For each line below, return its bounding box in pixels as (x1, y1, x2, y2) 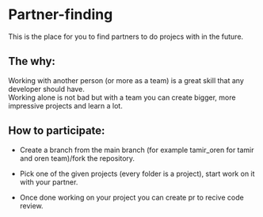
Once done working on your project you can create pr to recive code (19, 192, 244, 202)
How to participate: (8, 124, 105, 138)
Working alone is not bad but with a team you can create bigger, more (8, 93, 236, 102)
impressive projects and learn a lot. (8, 101, 123, 110)
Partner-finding (8, 6, 113, 24)
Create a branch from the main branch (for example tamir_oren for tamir (19, 145, 255, 154)
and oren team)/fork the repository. (19, 153, 135, 163)
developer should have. (8, 84, 85, 93)
